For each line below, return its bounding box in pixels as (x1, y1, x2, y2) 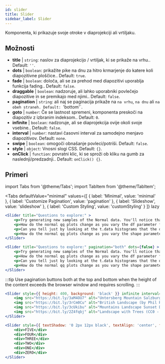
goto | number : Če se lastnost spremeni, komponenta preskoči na (12, 109, 143, 115)
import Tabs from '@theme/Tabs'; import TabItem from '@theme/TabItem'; (5, 184, 156, 189)
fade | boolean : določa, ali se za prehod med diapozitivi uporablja (12, 78, 144, 84)
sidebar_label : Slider (5, 16, 52, 21)
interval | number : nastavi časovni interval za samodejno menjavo (12, 130, 143, 136)
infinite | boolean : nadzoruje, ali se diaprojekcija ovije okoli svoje (12, 120, 142, 126)
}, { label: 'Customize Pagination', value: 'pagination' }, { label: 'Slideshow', (5, 198, 156, 204)
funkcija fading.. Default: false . (12, 83, 76, 89)
